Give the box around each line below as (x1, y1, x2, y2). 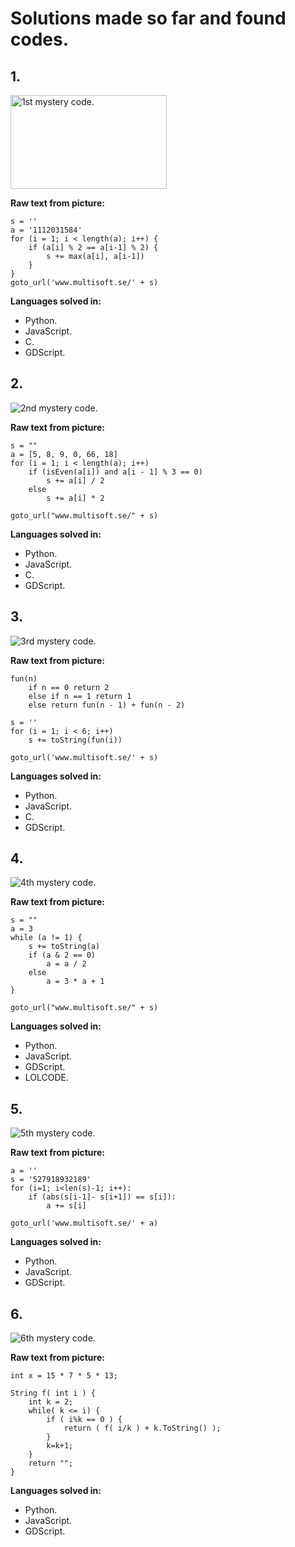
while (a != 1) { (10, 933, 83, 943)
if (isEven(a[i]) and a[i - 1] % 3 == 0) (28, 467, 203, 477)
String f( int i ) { (10, 1388, 97, 1399)
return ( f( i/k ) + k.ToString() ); (63, 1423, 222, 1434)
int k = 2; (28, 1397, 74, 1407)
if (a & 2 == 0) (28, 950, 97, 961)
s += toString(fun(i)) (28, 735, 123, 745)
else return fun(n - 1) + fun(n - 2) (28, 700, 186, 710)
